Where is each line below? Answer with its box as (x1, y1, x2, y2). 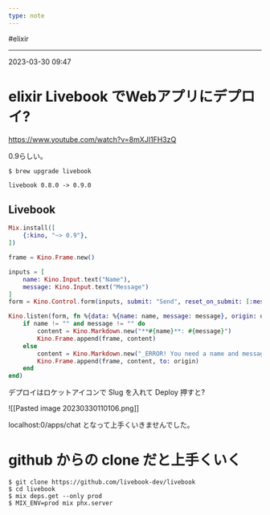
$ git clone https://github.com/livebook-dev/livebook (8, 478, 196, 486)
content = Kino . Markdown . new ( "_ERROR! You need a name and (37, 350, 239, 358)
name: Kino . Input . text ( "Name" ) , (22, 275, 131, 283)
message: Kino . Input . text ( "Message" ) (22, 282, 149, 291)
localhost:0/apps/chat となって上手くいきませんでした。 (8, 420, 194, 430)
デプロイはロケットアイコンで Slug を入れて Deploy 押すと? (8, 387, 206, 397)
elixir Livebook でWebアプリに (8, 87, 213, 105)
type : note (8, 11, 45, 20)
